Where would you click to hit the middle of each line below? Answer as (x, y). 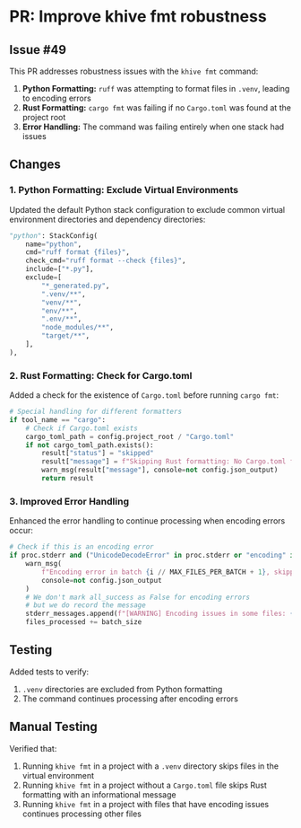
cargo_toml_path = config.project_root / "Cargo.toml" (130, 436)
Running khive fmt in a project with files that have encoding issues (146, 804)
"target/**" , (66, 336)
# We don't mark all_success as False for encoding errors (138, 597)
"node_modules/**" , (78, 328)
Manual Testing (54, 727)
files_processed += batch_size (84, 622)
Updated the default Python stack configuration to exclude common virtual (147, 209)
